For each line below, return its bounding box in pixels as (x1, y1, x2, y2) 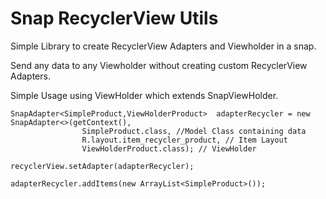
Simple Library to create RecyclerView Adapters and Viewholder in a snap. (10, 40, 317, 52)
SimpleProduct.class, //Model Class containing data (81, 126, 307, 136)
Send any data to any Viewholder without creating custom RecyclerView (10, 59, 308, 71)
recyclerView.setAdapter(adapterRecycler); (10, 161, 195, 171)
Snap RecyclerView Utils (10, 7, 219, 30)
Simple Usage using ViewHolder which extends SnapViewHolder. (10, 89, 279, 101)
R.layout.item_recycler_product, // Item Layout (81, 135, 288, 145)
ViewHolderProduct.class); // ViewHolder (81, 143, 257, 154)
